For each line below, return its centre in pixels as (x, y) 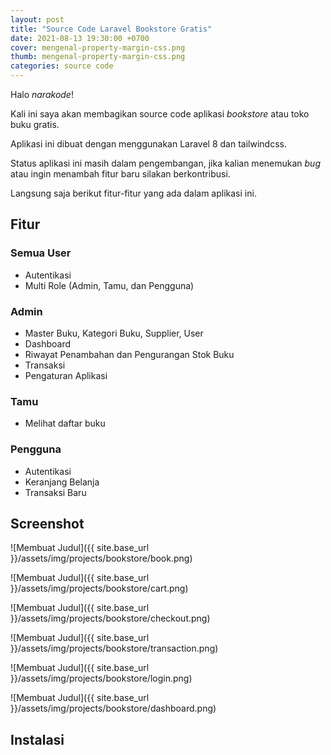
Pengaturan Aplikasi (66, 375)
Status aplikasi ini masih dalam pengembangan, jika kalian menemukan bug (165, 163)
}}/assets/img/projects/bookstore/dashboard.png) (113, 708)
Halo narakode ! (42, 94)
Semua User (41, 253)
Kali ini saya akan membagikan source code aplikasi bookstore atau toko (160, 114)
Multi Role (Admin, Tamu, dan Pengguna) (109, 285)
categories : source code (62, 66)
